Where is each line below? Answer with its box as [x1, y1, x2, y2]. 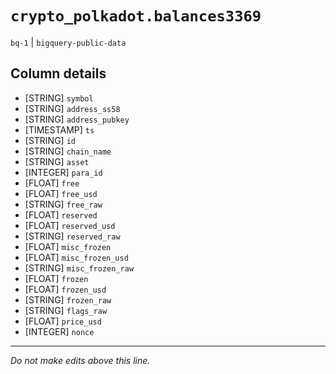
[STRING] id [24, 134, 76, 146]
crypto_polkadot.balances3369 [10, 7, 262, 26]
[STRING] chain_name [24, 145, 112, 157]
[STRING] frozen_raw [24, 293, 112, 306]
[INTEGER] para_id [24, 166, 103, 178]
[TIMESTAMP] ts [24, 123, 95, 136]
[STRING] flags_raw [24, 304, 108, 316]
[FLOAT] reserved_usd [24, 219, 116, 231]
